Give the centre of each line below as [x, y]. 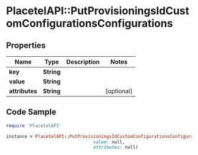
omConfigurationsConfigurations [90, 23]
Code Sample [31, 112]
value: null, [109, 142]
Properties [26, 45]
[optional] [119, 91]
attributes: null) [116, 147]
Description [83, 62]
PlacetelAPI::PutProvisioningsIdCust [98, 11]
